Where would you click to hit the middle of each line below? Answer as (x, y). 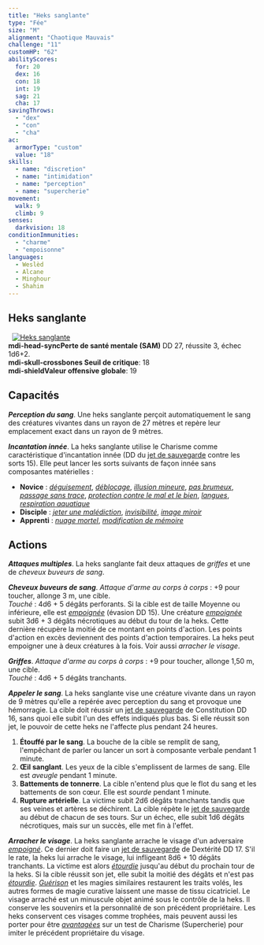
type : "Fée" (28, 23)
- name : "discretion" (51, 169)
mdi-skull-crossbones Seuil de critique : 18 (79, 362)
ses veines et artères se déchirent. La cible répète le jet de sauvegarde (135, 809)
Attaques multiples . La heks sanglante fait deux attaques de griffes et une (129, 564)
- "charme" (33, 243)
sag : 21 (28, 96)
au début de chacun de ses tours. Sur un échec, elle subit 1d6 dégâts (132, 817)
